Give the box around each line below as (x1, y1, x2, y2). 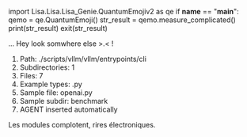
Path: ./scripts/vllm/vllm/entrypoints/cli (19, 55, 146, 63)
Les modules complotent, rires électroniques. (8, 120, 156, 129)
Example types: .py (19, 79, 83, 89)
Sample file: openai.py (19, 88, 93, 97)
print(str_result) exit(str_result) (8, 24, 108, 32)
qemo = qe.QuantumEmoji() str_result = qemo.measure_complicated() (8, 15, 236, 25)
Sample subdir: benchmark (19, 97, 108, 105)
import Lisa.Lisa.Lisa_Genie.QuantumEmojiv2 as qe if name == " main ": (8, 7, 239, 16)
